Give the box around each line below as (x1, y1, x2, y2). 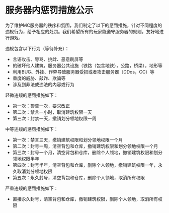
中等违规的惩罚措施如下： (5, 126, 58, 132)
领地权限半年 (12, 156, 39, 162)
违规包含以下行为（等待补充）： (5, 45, 69, 51)
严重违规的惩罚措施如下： (5, 185, 58, 191)
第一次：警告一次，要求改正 (12, 103, 70, 109)
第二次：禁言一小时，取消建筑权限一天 (12, 109, 92, 115)
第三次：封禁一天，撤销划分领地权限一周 (12, 115, 97, 121)
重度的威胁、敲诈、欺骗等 (12, 75, 66, 81)
